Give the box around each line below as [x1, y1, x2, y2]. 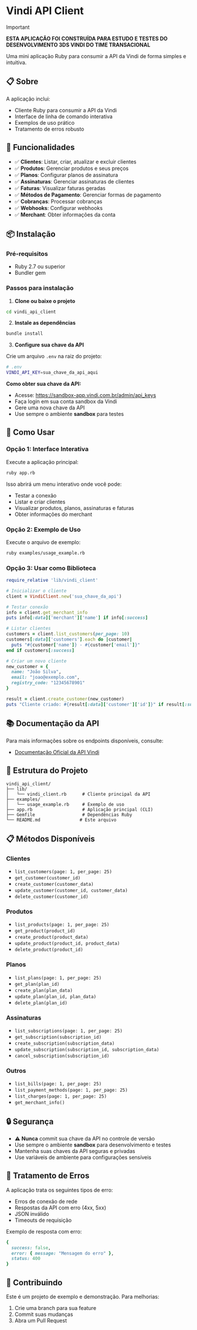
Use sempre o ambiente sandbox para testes [14, 411, 124, 418]
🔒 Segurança [6, 1116, 54, 1126]
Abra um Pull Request [14, 1317, 67, 1324]
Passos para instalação [6, 284, 74, 292]
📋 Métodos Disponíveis [6, 834, 96, 844]
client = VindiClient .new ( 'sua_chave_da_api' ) [6, 593, 122, 599]
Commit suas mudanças [14, 1311, 73, 1318]
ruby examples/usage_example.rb [6, 550, 85, 556]
